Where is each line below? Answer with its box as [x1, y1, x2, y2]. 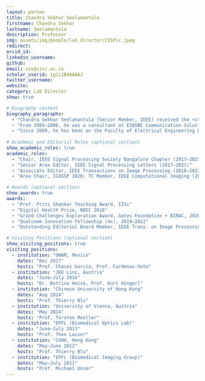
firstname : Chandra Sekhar [6, 20, 75, 26]
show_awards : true [6, 190, 53, 196]
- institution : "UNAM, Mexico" [12, 252, 92, 258]
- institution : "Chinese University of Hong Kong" [12, 286, 143, 292]
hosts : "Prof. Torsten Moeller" [17, 314, 99, 321]
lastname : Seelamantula [6, 26, 67, 32]
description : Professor [6, 32, 67, 38]
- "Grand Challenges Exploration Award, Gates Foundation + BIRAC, [12, 212, 187, 219]
